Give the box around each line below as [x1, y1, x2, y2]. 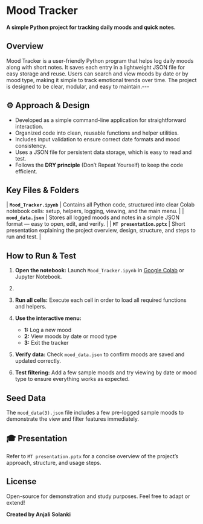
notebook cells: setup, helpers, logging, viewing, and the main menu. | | [6, 208, 184, 215]
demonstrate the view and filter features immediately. [6, 415, 140, 423]
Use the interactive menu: [14, 315, 82, 322]
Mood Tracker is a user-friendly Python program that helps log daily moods [6, 57, 194, 64]
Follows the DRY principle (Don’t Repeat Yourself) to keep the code [14, 161, 183, 168]
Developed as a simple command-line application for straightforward [14, 116, 186, 124]
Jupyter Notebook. [14, 273, 62, 281]
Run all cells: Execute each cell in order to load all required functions [14, 296, 187, 304]
